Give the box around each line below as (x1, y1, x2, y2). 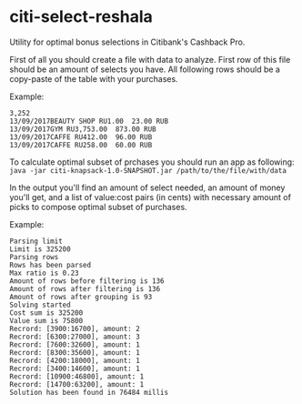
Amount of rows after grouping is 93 (9, 292, 153, 301)
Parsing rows (9, 252, 59, 261)
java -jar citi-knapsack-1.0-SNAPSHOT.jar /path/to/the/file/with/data (9, 166, 287, 175)
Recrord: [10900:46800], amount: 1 (9, 371, 145, 381)
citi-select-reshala (9, 6, 153, 27)
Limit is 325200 (9, 244, 71, 254)
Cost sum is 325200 (9, 308, 84, 318)
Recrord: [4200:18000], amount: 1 (9, 356, 141, 365)
